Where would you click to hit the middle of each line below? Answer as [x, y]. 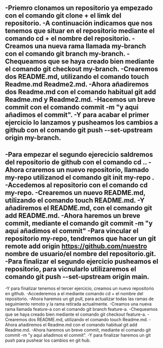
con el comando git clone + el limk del [63, 16]
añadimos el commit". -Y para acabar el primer [77, 115]
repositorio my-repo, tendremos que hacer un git [81, 238]
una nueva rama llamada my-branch [91, 46]
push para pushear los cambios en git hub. [48, 340]
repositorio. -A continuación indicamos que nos [79, 23]
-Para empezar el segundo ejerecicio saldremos [79, 154]
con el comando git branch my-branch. [65, 54]
